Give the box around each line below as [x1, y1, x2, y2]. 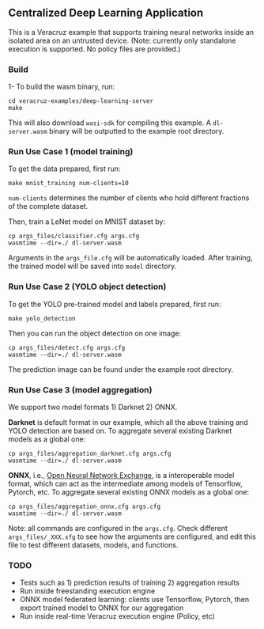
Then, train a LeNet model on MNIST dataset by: [8, 217, 166, 226]
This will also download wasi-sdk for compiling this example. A [8, 118, 212, 127]
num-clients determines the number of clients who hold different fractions [8, 193, 250, 203]
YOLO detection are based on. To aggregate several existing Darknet [8, 426, 232, 435]
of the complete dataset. [8, 202, 89, 211]
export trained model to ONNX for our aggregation [19, 603, 184, 612]
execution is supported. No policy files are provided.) [8, 44, 181, 54]
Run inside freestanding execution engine [19, 586, 156, 596]
